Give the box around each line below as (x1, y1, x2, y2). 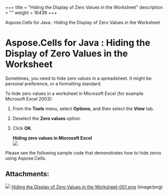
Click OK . (12, 125, 33, 131)
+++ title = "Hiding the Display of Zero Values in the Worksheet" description (5, 5, 163, 10)
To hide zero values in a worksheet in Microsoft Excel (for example (5, 90, 144, 96)
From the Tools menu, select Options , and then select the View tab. (12, 106, 154, 112)
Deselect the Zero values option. (12, 115, 82, 121)
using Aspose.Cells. (5, 155, 46, 161)
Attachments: (5, 170, 49, 178)
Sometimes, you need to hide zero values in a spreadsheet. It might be (5, 75, 152, 81)
